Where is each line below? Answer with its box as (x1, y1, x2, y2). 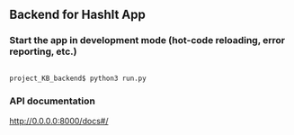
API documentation (9, 94, 96, 107)
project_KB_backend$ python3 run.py (9, 74, 147, 83)
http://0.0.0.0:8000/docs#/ (9, 115, 109, 126)
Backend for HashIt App (9, 7, 146, 22)
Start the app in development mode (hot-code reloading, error (9, 34, 286, 47)
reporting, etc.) (9, 45, 77, 58)
